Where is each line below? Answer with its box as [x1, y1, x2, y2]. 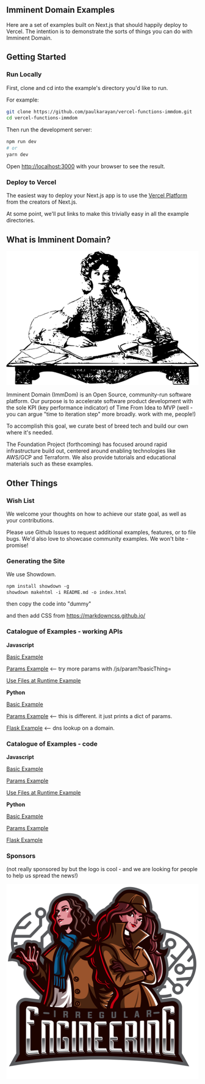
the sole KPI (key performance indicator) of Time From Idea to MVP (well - [6, 404, 193, 412]
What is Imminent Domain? [6, 234, 111, 245]
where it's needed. [6, 429, 54, 436]
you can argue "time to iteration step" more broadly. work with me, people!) [6, 410, 196, 418]
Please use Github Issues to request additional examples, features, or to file [6, 529, 196, 536]
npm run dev [6, 139, 37, 145]
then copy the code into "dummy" [6, 600, 92, 607]
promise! [6, 541, 29, 549]
